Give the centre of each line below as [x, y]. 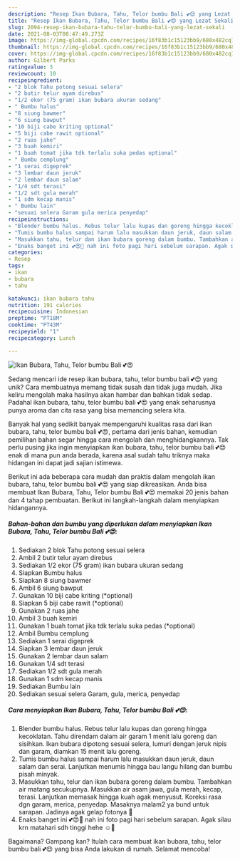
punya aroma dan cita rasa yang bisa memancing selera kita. [97, 410]
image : [18, 41]
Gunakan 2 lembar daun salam [63, 656]
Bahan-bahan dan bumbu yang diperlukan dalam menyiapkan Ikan [110, 524]
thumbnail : [24, 47]
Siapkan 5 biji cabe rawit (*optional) [71, 603]
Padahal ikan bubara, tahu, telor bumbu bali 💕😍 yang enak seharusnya [112, 402]
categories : [26, 253]
